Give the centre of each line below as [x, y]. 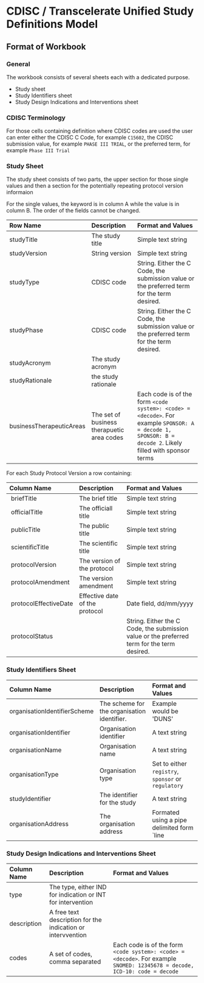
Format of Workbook [46, 47]
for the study [118, 802]
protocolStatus [32, 636]
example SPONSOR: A [166, 423]
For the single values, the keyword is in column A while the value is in [93, 204]
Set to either [169, 764]
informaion [20, 192]
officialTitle [27, 512]
